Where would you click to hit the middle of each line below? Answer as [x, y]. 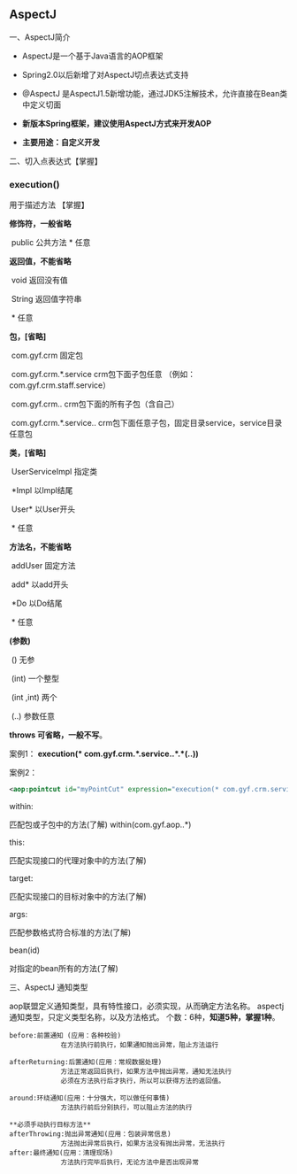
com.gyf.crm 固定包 [47, 355]
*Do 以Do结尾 [37, 603]
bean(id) [25, 950]
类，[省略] [28, 453]
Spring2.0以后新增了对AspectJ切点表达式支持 [105, 74]
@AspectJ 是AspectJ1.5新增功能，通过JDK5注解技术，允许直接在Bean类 [155, 93]
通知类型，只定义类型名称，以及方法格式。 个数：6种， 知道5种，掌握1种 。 [145, 1016]
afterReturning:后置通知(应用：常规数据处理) [86, 1062]
